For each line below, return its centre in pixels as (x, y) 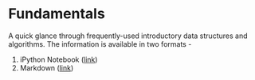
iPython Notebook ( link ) (59, 59)
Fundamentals (57, 14)
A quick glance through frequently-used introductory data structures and (128, 36)
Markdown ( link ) (47, 67)
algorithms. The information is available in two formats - (100, 44)
